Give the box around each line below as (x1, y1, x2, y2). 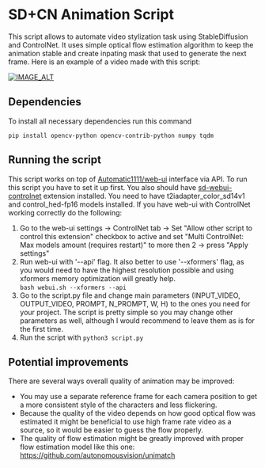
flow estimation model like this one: (19, 442, 135, 452)
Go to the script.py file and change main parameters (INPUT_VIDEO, (19, 291, 240, 300)
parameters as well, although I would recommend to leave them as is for (19, 315, 256, 325)
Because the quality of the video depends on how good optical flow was (19, 409, 256, 418)
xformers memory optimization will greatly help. (19, 273, 176, 283)
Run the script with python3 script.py (19, 333, 144, 342)
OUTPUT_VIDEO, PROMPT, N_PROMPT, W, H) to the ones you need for (19, 299, 251, 308)
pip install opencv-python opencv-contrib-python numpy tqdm (8, 131, 214, 139)
